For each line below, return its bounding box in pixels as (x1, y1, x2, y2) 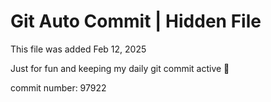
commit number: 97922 (10, 81, 107, 94)
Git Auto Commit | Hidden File (10, 10, 262, 33)
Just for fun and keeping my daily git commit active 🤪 (10, 62, 230, 74)
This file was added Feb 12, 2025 (10, 43, 147, 55)
